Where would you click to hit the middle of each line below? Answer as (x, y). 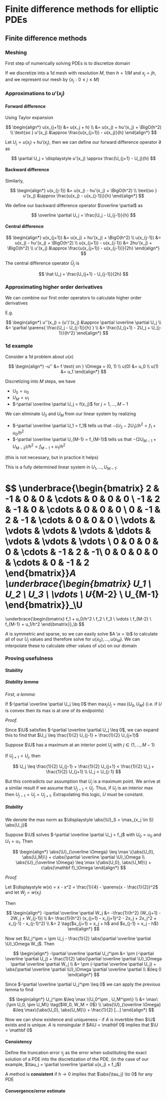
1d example (19, 346)
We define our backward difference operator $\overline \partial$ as (74, 205)
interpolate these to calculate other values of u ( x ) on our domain (71, 646)
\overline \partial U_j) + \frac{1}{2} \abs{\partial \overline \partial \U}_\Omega (83, 959)
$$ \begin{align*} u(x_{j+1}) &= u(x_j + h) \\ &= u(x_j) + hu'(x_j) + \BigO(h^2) (83, 127)
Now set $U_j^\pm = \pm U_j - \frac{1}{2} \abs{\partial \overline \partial (78, 938)
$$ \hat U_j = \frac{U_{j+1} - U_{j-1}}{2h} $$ (83, 274)
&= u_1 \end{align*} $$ (83, 372)
